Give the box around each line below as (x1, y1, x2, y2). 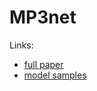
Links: (9, 39, 34, 51)
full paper (23, 58, 64, 70)
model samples (23, 69, 87, 81)
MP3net (9, 6, 77, 29)
